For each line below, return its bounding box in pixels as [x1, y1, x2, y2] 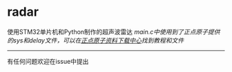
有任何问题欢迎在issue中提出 [7, 57, 89, 65]
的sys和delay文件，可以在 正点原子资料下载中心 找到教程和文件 [7, 36, 184, 45]
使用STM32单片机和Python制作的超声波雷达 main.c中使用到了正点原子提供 [7, 27, 220, 36]
